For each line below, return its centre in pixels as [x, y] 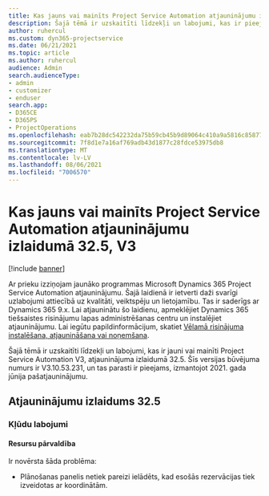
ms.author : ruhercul [43, 61]
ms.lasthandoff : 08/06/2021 [55, 165]
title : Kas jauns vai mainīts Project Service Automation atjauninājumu [132, 16]
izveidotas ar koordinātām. [64, 486]
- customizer [30, 90]
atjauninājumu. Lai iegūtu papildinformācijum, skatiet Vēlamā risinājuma [126, 327]
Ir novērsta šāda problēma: [53, 461]
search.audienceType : [44, 75]
